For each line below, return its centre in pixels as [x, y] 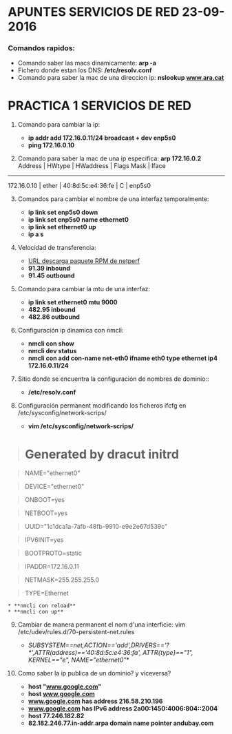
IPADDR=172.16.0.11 [52, 567]
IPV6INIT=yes [44, 540]
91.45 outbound [51, 275]
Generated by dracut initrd [102, 454]
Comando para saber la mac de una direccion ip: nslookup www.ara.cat [121, 78]
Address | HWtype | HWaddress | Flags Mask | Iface [92, 166]
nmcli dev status [52, 351]
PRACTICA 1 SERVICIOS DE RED [100, 106]
